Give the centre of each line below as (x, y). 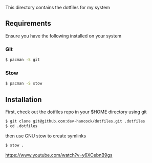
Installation (24, 99)
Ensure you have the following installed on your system (63, 36)
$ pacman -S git (23, 60)
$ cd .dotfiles (21, 126)
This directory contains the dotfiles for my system (58, 7)
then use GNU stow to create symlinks (46, 136)
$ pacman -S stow (24, 84)
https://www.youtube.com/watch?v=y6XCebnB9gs (59, 155)
